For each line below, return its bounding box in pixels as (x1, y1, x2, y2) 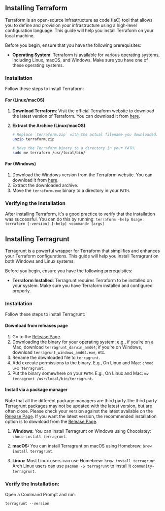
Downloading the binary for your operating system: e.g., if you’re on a (12, 339, 154, 345)
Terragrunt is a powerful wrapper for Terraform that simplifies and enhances (5, 248, 160, 254)
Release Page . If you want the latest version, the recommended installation (5, 413, 157, 419)
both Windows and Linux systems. (5, 258, 75, 264)
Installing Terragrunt (5, 235, 70, 243)
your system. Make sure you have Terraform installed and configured (12, 283, 153, 288)
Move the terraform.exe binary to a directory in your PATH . (12, 188, 131, 193)
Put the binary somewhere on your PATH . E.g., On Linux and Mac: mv (12, 370, 149, 376)
